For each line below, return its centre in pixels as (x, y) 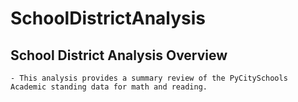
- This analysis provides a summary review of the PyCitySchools (149, 78)
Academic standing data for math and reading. (109, 87)
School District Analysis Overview (119, 55)
